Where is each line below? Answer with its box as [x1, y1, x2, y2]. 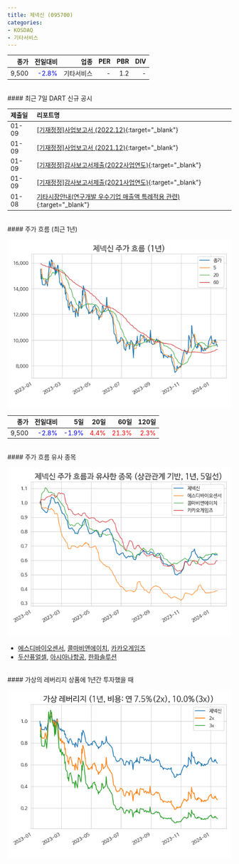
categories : [7, 19, 43, 26]
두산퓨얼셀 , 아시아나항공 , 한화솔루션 [17, 652, 117, 661]
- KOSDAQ [7, 26, 33, 33]
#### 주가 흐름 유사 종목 [7, 453, 77, 461]
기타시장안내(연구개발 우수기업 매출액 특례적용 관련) [36, 192, 181, 201]
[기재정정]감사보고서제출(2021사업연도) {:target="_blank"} [36, 178, 201, 187]
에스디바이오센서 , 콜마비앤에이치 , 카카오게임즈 [17, 644, 146, 652]
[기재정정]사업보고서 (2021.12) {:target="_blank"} [36, 143, 179, 152]
